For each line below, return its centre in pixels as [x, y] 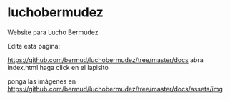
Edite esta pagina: [34, 46]
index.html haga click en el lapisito [58, 67]
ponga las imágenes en [42, 81]
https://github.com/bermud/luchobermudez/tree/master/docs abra [105, 60]
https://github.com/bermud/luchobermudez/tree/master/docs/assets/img [115, 89]
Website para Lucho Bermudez [53, 32]
